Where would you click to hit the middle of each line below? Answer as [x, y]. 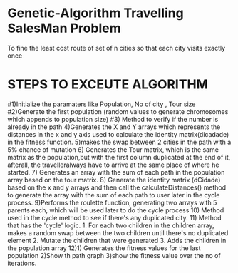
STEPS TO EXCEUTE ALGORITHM [108, 84]
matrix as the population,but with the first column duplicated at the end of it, [119, 157]
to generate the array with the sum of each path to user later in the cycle [114, 195]
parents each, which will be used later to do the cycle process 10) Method [116, 210]
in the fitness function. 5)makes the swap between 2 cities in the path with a [119, 142]
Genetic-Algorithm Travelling [95, 13]
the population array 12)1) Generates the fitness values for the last [104, 248]
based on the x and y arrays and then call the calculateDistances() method [117, 187]
